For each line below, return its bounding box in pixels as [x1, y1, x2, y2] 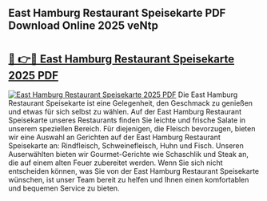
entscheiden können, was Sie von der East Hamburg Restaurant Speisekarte [8, 167, 260, 175]
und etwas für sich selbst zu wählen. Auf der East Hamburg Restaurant [8, 107, 242, 116]
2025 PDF [8, 68, 58, 82]
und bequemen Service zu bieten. [8, 183, 120, 193]
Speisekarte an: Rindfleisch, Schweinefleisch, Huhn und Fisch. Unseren [8, 141, 244, 151]
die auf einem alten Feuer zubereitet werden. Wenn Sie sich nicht [8, 158, 223, 167]
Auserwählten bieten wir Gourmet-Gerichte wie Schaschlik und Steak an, [8, 150, 249, 159]
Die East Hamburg [177, 90, 238, 99]
